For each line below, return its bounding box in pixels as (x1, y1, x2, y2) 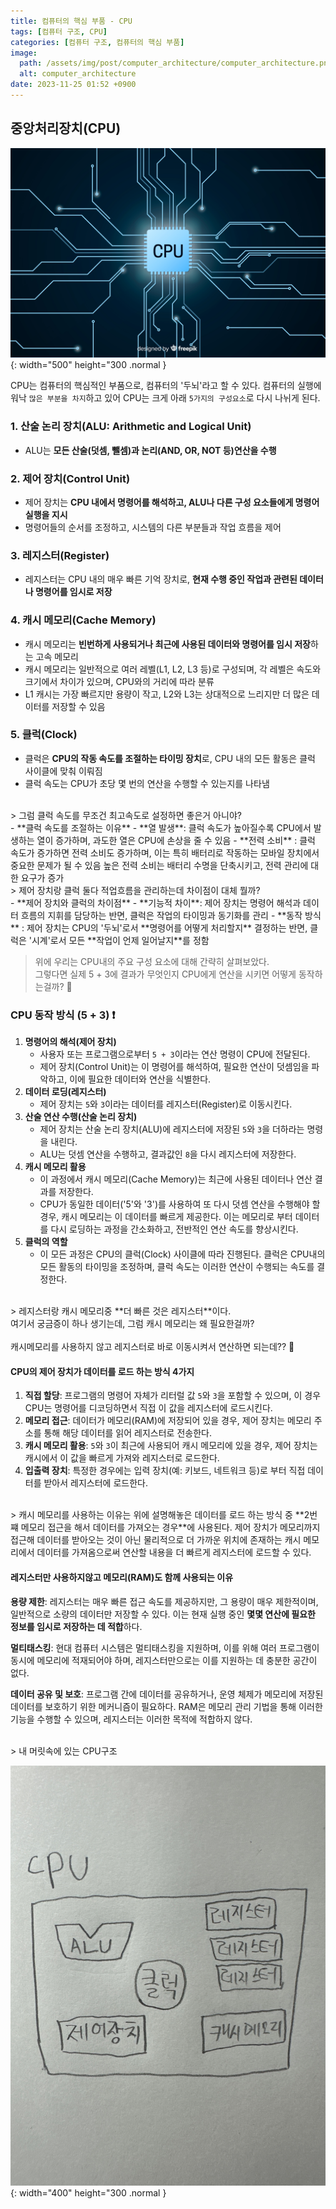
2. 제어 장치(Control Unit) (10, 471, 131, 485)
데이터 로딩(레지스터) (24, 1086, 107, 1098)
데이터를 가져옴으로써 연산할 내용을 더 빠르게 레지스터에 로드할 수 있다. (36, 1546, 312, 1559)
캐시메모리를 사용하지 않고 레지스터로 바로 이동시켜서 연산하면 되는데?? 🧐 (10, 1341, 295, 1353)
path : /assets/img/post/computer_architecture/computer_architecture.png (19, 58, 333, 69)
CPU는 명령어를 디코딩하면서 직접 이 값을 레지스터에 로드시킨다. (24, 1402, 273, 1414)
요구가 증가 (20, 871, 65, 884)
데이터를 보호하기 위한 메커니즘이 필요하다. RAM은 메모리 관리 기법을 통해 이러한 (10, 1700, 323, 1712)
